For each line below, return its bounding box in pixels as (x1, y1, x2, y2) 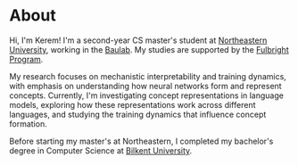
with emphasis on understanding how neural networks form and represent (9, 80, 283, 91)
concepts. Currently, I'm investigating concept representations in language (9, 90, 284, 101)
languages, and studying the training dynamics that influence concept (9, 109, 267, 120)
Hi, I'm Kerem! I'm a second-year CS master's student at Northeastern (9, 35, 268, 45)
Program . (9, 54, 44, 64)
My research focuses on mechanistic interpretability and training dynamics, (9, 70, 287, 81)
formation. (9, 118, 47, 129)
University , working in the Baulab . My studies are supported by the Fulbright (9, 44, 289, 54)
